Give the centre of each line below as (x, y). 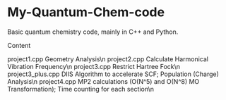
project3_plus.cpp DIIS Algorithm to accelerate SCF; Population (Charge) (113, 74)
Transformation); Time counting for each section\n (81, 89)
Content (19, 45)
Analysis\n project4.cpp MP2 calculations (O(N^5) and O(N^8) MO (103, 81)
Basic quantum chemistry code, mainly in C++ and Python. (93, 32)
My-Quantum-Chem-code (86, 12)
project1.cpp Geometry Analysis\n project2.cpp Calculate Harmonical (108, 59)
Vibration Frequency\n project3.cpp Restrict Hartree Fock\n (94, 66)
